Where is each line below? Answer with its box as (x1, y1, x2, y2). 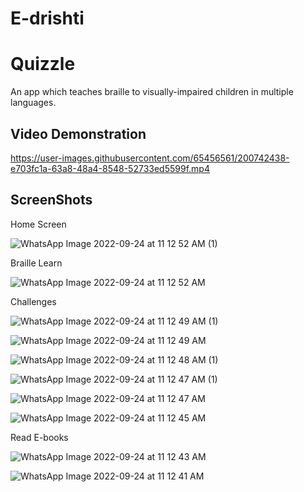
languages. (10, 97, 57, 109)
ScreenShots (10, 192, 93, 209)
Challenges (10, 295, 57, 307)
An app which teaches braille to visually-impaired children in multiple (10, 86, 294, 98)
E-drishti (10, 7, 85, 30)
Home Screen (10, 218, 67, 230)
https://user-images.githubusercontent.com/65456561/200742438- (10, 152, 290, 164)
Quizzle (10, 53, 76, 76)
